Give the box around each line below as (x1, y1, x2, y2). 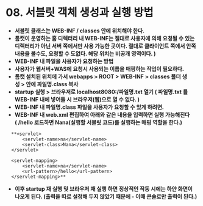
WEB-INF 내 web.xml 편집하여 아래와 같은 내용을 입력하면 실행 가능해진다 (14, 111, 190, 118)
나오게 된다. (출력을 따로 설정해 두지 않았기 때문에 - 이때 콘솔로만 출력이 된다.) (14, 193, 198, 200)
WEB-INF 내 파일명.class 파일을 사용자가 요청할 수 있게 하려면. (14, 103, 164, 111)
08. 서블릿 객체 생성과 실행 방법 (5, 6, 154, 20)
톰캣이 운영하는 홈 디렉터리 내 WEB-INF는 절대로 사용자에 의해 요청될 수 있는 (14, 34, 195, 42)
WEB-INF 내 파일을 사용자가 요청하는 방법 (14, 57, 114, 65)
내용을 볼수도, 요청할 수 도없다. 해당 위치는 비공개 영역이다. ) (14, 50, 156, 57)
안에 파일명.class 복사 (26, 80, 79, 87)
